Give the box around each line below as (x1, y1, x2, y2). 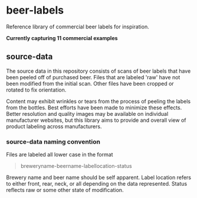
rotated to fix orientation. (6, 86, 67, 93)
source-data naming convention (6, 137, 101, 145)
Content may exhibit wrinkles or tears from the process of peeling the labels (6, 98, 191, 105)
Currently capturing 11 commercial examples (6, 34, 118, 41)
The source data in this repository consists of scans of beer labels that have (6, 67, 191, 74)
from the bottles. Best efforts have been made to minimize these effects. (6, 104, 182, 111)
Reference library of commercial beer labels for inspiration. (6, 23, 149, 30)
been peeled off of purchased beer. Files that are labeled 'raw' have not (6, 73, 180, 80)
